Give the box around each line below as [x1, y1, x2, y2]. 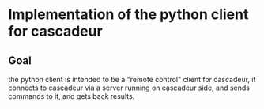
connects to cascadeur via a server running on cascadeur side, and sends [8, 83, 251, 92]
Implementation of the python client [8, 6, 249, 24]
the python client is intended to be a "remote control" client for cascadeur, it [8, 75, 256, 84]
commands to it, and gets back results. [8, 92, 135, 100]
